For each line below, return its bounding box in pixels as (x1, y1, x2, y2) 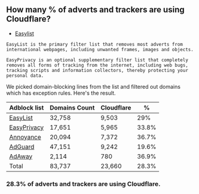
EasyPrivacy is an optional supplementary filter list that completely (6, 57, 188, 63)
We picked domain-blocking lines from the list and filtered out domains (6, 83, 181, 90)
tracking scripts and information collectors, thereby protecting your (6, 67, 188, 73)
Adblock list (9, 104, 44, 112)
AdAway (9, 152, 33, 160)
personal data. (6, 73, 44, 79)
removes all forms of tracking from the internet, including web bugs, (6, 62, 188, 68)
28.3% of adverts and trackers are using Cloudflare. (6, 180, 161, 188)
